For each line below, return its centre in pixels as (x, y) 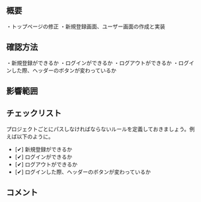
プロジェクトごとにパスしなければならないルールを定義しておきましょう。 (98, 129)
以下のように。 (35, 136)
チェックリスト (34, 113)
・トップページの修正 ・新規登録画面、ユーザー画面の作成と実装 (86, 26)
